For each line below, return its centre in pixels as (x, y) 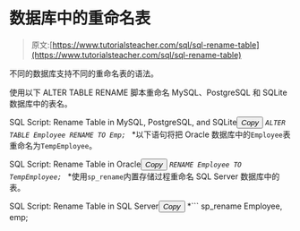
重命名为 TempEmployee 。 (53, 145)
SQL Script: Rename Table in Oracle (75, 164)
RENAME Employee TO (205, 165)
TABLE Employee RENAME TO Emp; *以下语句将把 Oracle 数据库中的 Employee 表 (150, 134)
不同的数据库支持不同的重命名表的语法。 (84, 73)
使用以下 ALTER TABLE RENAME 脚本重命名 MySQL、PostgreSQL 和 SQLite (149, 92)
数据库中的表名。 (41, 103)
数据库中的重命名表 (80, 18)
